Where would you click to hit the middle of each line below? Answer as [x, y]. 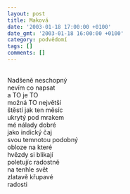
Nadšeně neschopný [37, 80]
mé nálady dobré [32, 125]
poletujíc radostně [33, 162]
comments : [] [26, 53]
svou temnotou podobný [43, 139]
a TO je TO [23, 95]
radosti [18, 184]
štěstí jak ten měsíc [35, 110]
